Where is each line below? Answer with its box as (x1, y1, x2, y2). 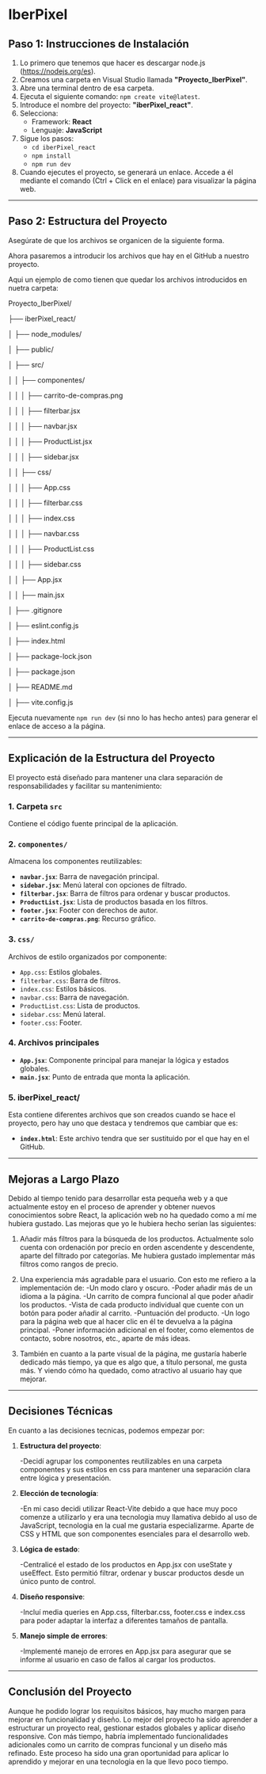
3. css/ (8, 934, 35, 945)
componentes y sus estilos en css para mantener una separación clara (19, 1464, 251, 1474)
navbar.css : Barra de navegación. (19, 992, 129, 1002)
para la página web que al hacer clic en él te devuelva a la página (19, 1316, 234, 1326)
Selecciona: (19, 108, 59, 118)
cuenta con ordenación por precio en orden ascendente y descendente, (19, 1242, 255, 1252)
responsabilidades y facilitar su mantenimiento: (8, 781, 162, 790)
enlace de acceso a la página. (8, 721, 105, 730)
